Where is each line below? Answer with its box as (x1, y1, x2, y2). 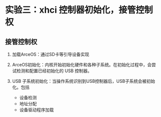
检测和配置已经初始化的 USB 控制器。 (16, 68, 92, 74)
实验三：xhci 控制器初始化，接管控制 (5, 4, 153, 16)
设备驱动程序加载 (19, 107, 54, 113)
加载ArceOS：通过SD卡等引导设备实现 (12, 52, 89, 57)
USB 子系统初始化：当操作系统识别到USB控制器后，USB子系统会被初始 (12, 78, 155, 84)
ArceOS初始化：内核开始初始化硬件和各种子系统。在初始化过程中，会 (12, 62, 152, 67)
